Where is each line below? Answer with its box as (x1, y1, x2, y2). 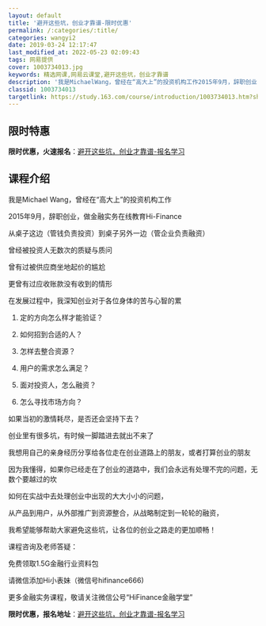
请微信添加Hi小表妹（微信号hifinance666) (8, 575, 144, 585)
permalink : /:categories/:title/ (8, 26, 119, 34)
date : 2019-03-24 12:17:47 (8, 41, 97, 49)
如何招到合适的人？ (19, 329, 83, 339)
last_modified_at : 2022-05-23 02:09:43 (8, 48, 140, 56)
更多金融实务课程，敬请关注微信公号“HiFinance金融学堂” (8, 592, 193, 601)
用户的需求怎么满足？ (19, 363, 89, 373)
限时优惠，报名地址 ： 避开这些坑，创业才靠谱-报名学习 (8, 609, 185, 619)
